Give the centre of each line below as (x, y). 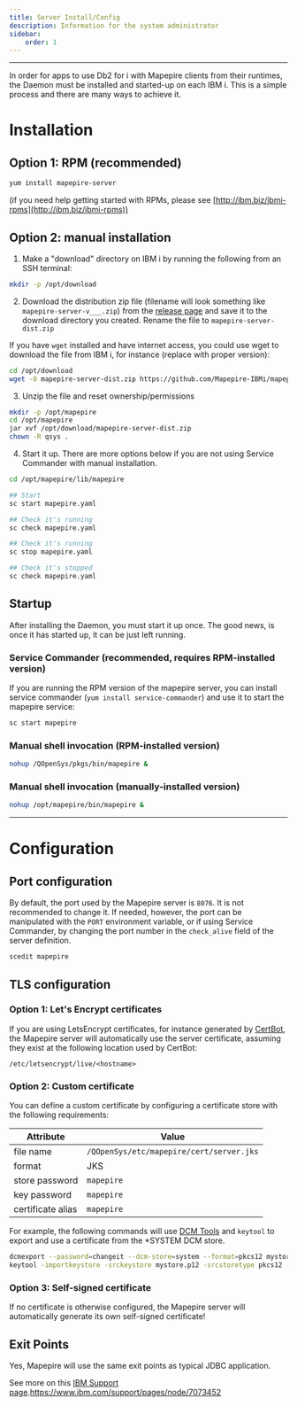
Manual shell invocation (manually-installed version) (125, 787)
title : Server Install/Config (65, 17)
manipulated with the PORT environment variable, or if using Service (131, 921)
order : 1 (41, 42)
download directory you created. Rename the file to (115, 320)
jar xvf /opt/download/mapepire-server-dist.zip (100, 429)
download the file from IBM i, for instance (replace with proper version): (140, 354)
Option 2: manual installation (90, 237)
